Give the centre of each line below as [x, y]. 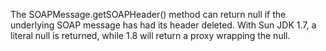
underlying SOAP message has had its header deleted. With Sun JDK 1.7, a [163, 25]
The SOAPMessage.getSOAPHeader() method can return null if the [148, 14]
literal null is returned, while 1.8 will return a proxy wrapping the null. [150, 35]
